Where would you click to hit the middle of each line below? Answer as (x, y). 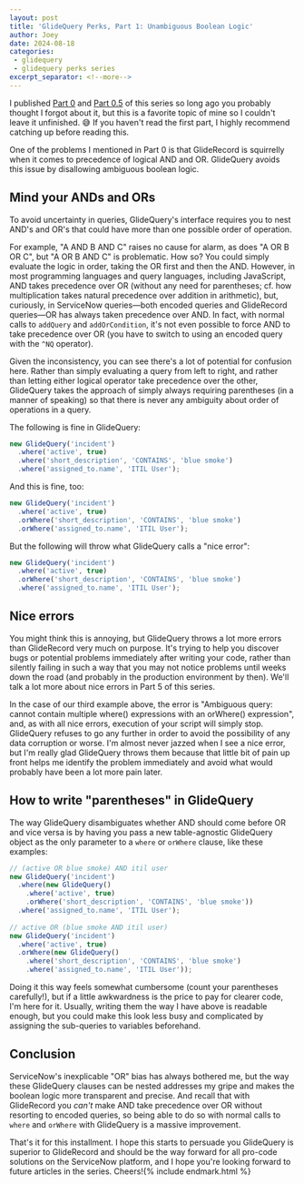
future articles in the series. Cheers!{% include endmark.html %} (130, 1171)
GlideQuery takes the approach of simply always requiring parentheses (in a (152, 390)
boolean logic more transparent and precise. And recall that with (130, 1095)
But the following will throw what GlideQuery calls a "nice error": (130, 546)
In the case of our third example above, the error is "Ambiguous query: (142, 704)
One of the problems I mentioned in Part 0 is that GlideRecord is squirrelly (147, 149)
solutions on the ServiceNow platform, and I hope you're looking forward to (150, 1161)
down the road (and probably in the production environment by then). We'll (149, 677)
